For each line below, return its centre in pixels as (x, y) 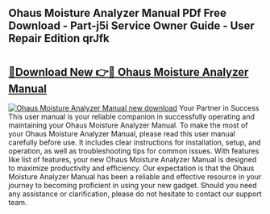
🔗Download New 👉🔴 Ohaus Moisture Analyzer (129, 72)
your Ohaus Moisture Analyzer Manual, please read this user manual (122, 134)
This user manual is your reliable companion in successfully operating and (132, 117)
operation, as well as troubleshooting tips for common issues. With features (134, 151)
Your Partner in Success (219, 108)
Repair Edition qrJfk (59, 38)
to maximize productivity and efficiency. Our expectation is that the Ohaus (131, 168)
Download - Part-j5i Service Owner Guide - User (132, 26)
